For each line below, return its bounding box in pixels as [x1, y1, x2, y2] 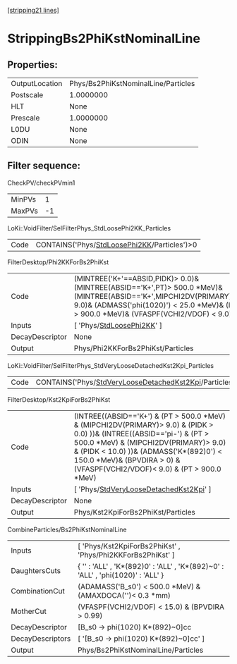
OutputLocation [11, 79, 63, 88]
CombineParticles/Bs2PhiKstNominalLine [7, 525, 127, 534]
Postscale [11, 90, 44, 99]
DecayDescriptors [11, 634, 71, 644]
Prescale [11, 113, 40, 123]
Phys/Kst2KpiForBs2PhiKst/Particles [73, 507, 195, 517]
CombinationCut [11, 586, 65, 596]
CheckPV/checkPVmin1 [7, 178, 75, 187]
